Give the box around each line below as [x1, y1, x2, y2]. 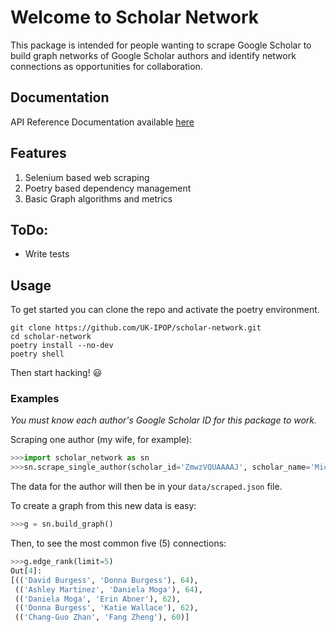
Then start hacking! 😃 [10, 367, 103, 379]
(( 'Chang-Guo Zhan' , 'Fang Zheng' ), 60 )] [14, 612, 190, 623]
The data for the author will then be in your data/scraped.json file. [10, 481, 283, 493]
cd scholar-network [10, 332, 92, 342]
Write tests [24, 248, 70, 260]
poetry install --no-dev [10, 341, 114, 351]
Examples [10, 392, 60, 406]
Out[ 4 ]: [10, 566, 43, 576]
